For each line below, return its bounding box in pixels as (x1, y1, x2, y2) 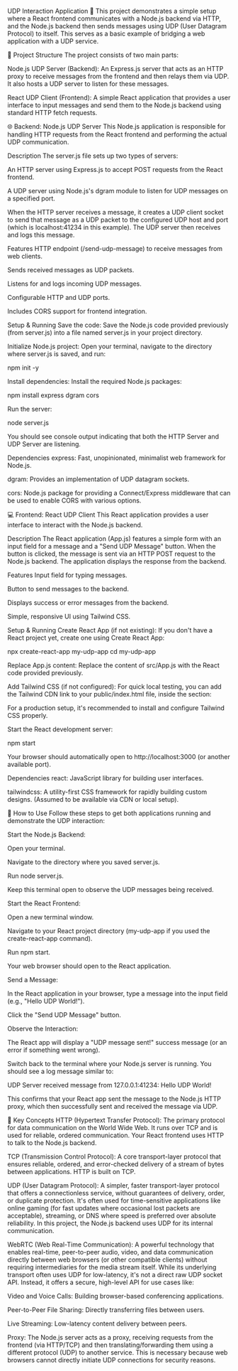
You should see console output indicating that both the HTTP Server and (7, 432, 220, 441)
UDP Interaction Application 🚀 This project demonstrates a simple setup (7, 7, 217, 15)
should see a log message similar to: (7, 1067, 114, 1075)
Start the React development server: (7, 725, 113, 733)
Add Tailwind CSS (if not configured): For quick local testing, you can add (7, 682, 222, 691)
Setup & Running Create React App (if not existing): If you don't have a (7, 626, 213, 634)
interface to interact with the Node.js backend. (7, 521, 143, 529)
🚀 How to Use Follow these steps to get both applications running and (7, 809, 211, 817)
